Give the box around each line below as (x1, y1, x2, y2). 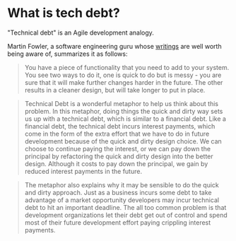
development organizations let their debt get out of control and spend (24, 211, 228, 219)
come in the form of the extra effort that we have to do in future (24, 129, 210, 138)
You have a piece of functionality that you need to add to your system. (24, 63, 230, 71)
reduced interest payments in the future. (24, 167, 143, 175)
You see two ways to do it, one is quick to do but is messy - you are (24, 71, 222, 79)
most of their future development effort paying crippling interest (24, 218, 211, 227)
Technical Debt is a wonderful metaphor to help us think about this (24, 99, 219, 107)
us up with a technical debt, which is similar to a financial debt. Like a (24, 114, 226, 123)
